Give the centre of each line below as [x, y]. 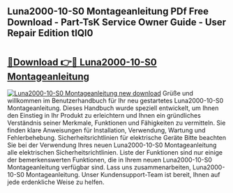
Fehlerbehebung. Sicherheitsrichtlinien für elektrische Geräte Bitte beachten [117, 138]
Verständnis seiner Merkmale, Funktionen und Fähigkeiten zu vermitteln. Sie [116, 123]
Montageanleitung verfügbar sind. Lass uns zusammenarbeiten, [99, 167]
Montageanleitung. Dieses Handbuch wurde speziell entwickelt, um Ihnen [113, 108]
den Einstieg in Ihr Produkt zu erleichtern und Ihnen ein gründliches [104, 115]
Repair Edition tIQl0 [50, 33]
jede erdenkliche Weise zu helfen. [56, 182]
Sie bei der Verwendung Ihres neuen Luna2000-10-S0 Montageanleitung [112, 145]
